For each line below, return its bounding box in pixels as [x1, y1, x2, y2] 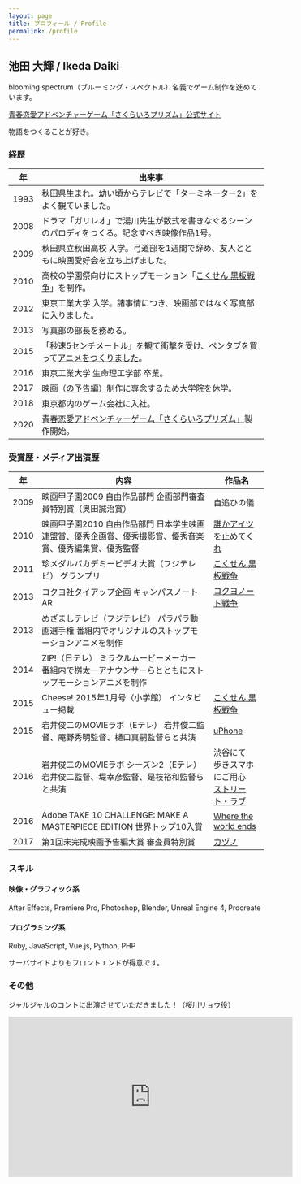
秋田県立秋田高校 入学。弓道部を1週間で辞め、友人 [41, 243, 237, 254]
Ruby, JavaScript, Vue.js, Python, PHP [8, 941, 136, 951]
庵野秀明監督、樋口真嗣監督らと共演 [58, 731, 196, 743]
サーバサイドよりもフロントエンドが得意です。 [8, 958, 165, 968]
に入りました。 [41, 310, 99, 321]
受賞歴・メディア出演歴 [8, 452, 100, 463]
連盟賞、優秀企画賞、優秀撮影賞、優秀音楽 [41, 530, 204, 541]
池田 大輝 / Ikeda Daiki [8, 59, 120, 73]
